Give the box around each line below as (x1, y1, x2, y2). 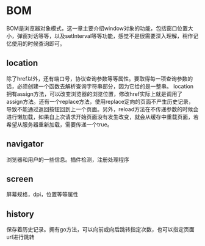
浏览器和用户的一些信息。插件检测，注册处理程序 (6, 156, 129, 163)
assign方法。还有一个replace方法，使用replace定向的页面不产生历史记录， (6, 98, 194, 105)
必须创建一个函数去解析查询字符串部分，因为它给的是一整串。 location (16, 82, 194, 90)
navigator (6, 139, 44, 150)
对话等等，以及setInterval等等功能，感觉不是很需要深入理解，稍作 (27, 32, 193, 40)
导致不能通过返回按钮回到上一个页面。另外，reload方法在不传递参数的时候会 (6, 105, 199, 113)
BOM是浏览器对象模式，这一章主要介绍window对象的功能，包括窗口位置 (6, 24, 188, 32)
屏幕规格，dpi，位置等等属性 (6, 190, 79, 198)
